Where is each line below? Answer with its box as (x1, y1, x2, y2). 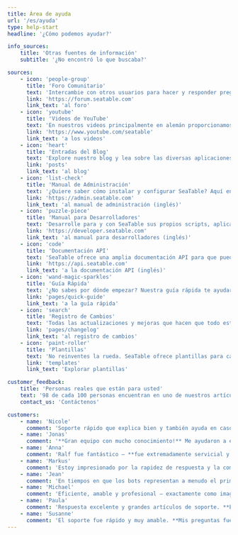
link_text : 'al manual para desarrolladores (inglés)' (25, 233, 192, 241)
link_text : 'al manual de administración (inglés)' (25, 201, 182, 208)
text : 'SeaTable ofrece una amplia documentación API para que (25, 253, 217, 261)
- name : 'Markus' (20, 457, 72, 465)
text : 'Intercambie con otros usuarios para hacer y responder (25, 89, 217, 96)
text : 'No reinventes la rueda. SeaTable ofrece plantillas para (25, 353, 223, 360)
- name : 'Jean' (20, 470, 65, 478)
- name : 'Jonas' (20, 431, 69, 439)
